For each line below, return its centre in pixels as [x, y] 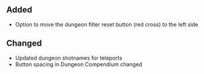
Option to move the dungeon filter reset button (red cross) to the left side [107, 24]
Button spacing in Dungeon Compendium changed [79, 64]
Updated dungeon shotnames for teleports [69, 58]
